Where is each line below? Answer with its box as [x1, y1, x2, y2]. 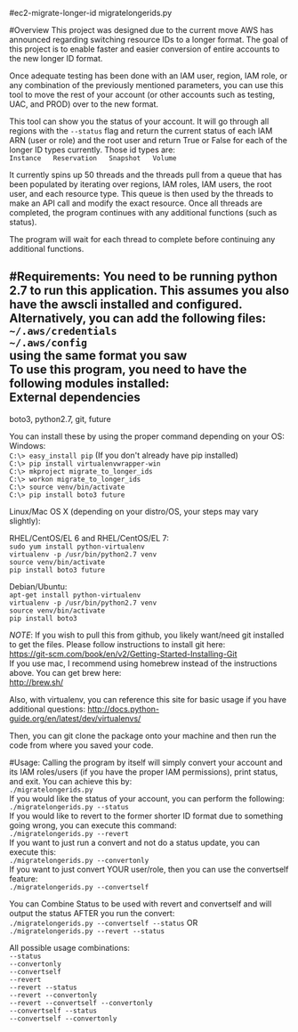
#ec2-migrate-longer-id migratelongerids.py [9, 8, 173, 18]
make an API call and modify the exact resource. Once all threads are [9, 198, 262, 208]
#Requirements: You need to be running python [9, 269, 278, 284]
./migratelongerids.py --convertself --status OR [9, 917, 198, 928]
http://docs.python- [87, 703, 160, 714]
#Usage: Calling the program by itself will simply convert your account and [9, 757, 283, 768]
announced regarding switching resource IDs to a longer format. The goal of [9, 35, 289, 45]
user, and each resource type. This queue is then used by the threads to [9, 189, 274, 199]
